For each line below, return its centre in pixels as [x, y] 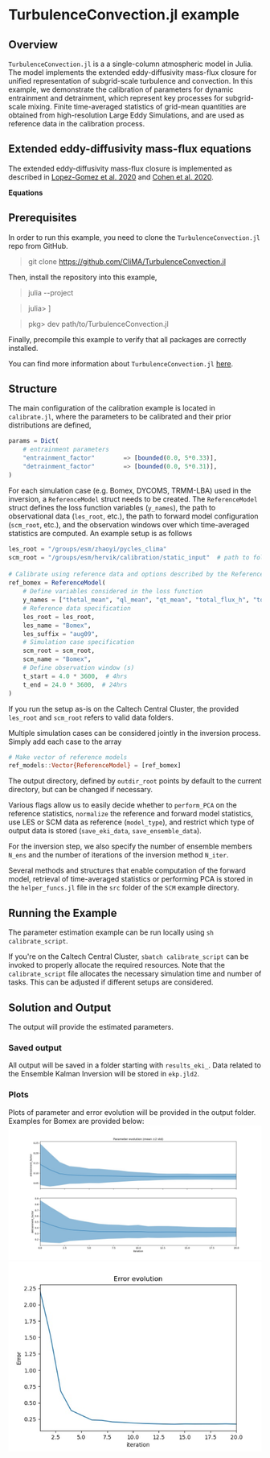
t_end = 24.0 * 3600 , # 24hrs [75, 685]
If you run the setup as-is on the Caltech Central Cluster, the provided [124, 708]
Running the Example [63, 913]
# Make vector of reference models [68, 757]
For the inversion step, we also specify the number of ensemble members [131, 846]
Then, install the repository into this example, [83, 277]
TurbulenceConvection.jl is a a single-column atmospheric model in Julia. [131, 64]
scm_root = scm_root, [59, 651]
